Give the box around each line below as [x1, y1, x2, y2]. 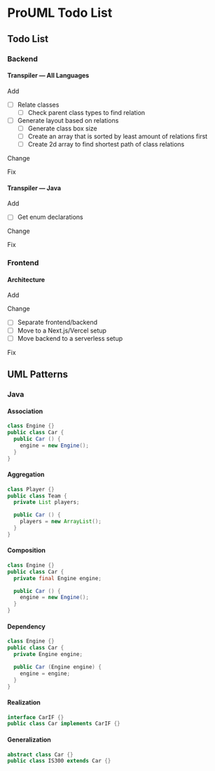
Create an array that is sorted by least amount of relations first [27, 132, 208, 140]
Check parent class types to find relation [27, 108, 146, 116]
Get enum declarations [17, 213, 83, 222]
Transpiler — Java [7, 184, 62, 192]
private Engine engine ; [13, 651, 83, 658]
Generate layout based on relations [17, 116, 119, 124]
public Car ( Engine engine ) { [13, 663, 102, 671]
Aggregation [7, 470, 45, 478]
